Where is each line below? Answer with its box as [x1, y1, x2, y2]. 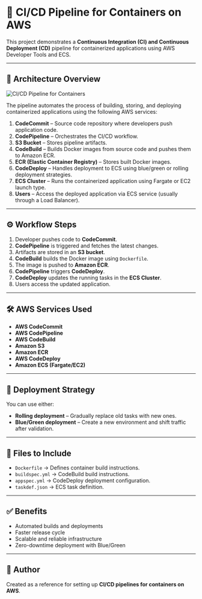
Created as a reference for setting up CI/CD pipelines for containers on [6, 580, 185, 588]
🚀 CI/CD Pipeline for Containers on [6, 5, 182, 19]
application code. [14, 126, 58, 133]
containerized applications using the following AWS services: [6, 108, 158, 115]
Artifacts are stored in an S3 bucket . [14, 248, 105, 255]
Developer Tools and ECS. [6, 51, 71, 58]
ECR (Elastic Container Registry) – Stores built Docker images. [14, 158, 172, 165]
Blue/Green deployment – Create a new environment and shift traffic [14, 418, 186, 426]
